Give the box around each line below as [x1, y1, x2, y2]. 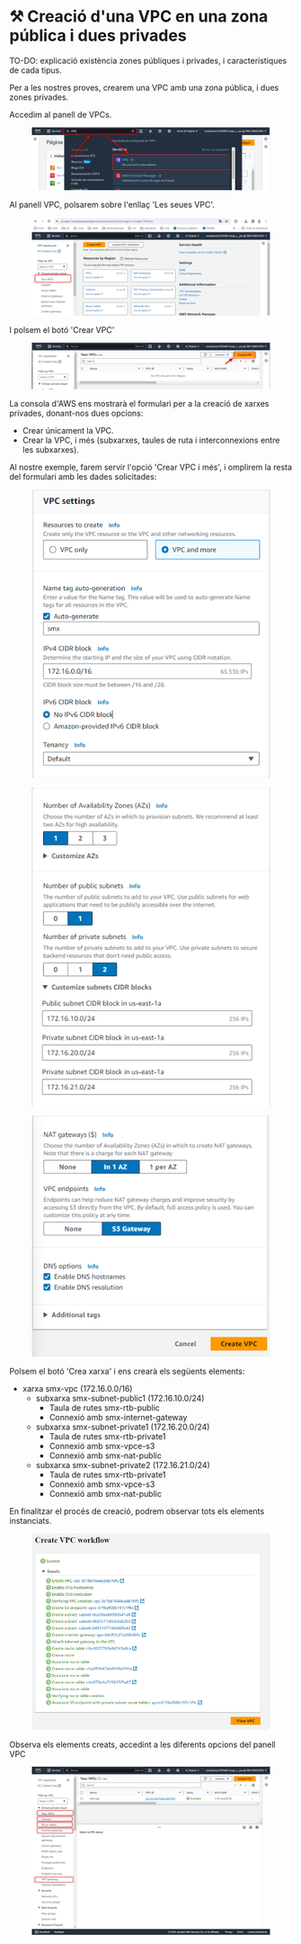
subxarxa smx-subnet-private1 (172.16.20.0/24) [35, 1421, 210, 1432]
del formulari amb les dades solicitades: [9, 470, 157, 482]
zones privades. [9, 92, 69, 103]
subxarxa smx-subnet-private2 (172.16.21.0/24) [35, 1459, 211, 1470]
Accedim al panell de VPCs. [9, 109, 112, 120]
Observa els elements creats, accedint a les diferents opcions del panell [9, 1739, 276, 1750]
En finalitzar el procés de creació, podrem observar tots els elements [9, 1505, 265, 1517]
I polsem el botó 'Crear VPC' [9, 324, 115, 335]
